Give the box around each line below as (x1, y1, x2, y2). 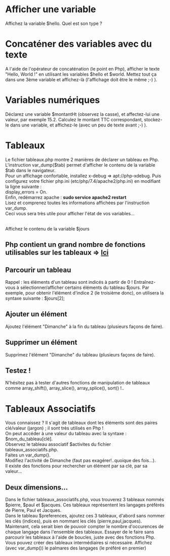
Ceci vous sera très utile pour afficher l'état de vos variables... (5, 210, 135, 216)
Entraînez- (134, 279, 156, 285)
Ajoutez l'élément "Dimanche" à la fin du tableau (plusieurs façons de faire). (5, 323, 163, 330)
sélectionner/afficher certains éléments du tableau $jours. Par (20, 284, 149, 290)
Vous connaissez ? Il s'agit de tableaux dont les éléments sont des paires (5, 420, 158, 426)
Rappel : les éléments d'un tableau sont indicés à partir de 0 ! (5, 279, 133, 285)
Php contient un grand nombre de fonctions (5, 240, 146, 249)
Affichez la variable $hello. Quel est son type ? (5, 20, 102, 26)
